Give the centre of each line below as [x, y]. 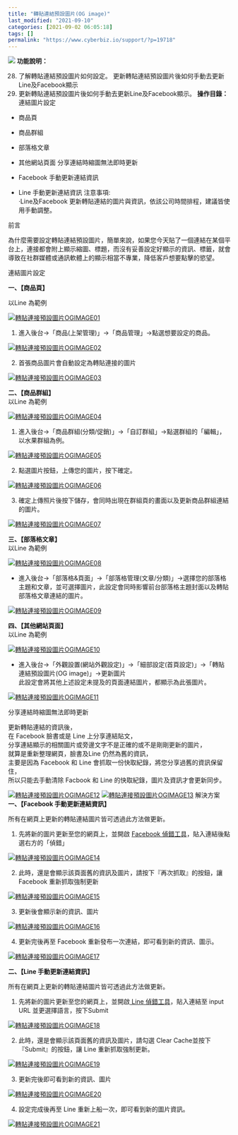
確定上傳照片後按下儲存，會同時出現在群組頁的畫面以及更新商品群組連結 [123, 500]
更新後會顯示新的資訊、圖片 [59, 912]
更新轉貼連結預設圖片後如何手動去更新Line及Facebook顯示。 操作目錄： [123, 94]
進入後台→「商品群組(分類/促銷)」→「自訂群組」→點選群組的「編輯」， [122, 432]
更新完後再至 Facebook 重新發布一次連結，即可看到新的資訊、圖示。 [118, 942]
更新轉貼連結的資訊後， [42, 727]
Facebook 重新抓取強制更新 [58, 882]
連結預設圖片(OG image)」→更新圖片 [72, 673]
